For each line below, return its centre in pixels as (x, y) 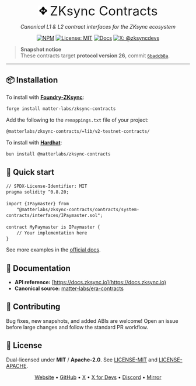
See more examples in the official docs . (53, 250)
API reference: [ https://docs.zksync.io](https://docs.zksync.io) (90, 282)
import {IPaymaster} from (37, 204)
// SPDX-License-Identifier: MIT (47, 187)
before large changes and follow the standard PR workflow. (77, 327)
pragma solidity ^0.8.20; (37, 192)
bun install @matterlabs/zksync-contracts (58, 154)
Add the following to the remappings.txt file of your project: (77, 120)
